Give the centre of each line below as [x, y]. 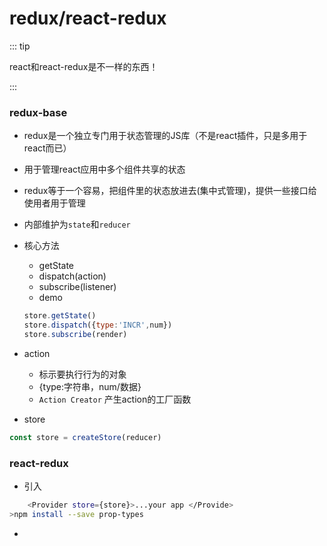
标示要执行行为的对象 [82, 374]
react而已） [47, 148]
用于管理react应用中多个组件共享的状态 [104, 169]
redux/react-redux [88, 18]
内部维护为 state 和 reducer [77, 224]
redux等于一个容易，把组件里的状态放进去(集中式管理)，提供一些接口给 [170, 191]
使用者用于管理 [54, 203]
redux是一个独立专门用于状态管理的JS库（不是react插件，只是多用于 [165, 136]
